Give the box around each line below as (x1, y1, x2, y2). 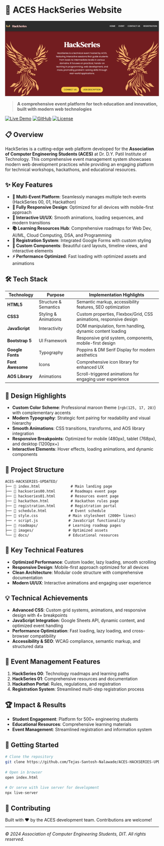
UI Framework (39, 337, 67, 344)
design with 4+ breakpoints (12, 612, 67, 618)
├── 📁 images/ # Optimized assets (5, 528, 108, 533)
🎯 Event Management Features (5, 657, 101, 666)
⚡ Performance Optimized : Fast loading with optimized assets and (12, 253, 146, 259)
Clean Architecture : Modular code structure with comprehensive (12, 569, 143, 575)
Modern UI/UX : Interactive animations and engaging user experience (12, 580, 151, 586)
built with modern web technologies (17, 106, 92, 112)
